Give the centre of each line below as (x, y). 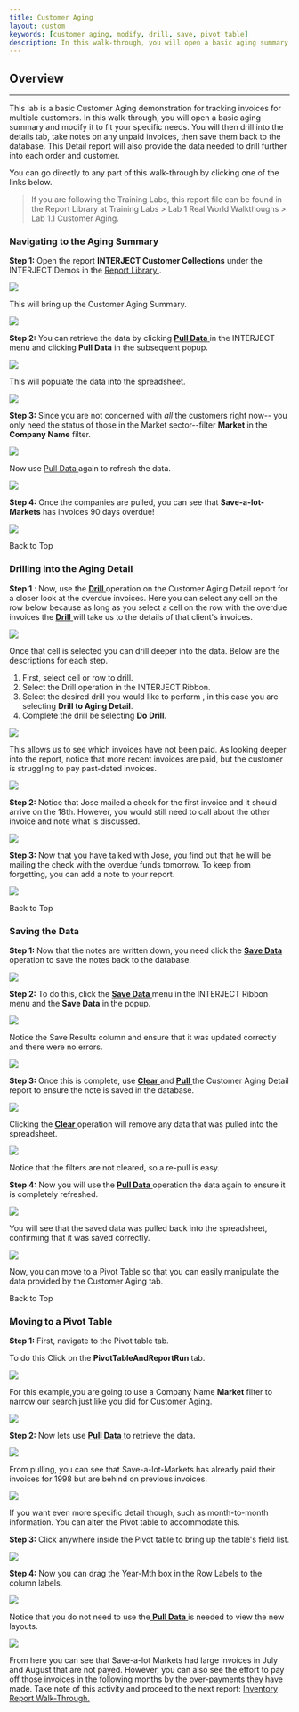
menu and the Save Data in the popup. (80, 1003)
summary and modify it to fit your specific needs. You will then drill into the (146, 127)
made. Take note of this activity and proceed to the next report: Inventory (144, 1689)
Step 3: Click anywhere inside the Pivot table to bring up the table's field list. (149, 1540)
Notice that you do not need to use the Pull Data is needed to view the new (147, 1617)
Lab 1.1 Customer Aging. (75, 218)
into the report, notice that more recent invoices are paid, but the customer (146, 759)
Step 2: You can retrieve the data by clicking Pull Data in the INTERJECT (142, 338)
